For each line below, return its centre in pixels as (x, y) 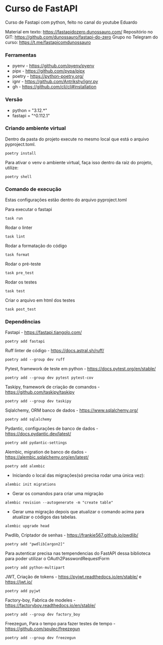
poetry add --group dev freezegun (41, 638)
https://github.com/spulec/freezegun (43, 629)
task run (14, 218)
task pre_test (20, 273)
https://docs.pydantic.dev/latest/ (38, 434)
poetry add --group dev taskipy (38, 401)
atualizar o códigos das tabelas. (45, 517)
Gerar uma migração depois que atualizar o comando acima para (78, 512)
